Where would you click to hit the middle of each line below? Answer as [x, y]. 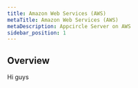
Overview [29, 60]
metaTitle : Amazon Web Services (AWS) [63, 20]
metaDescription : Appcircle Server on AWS [69, 26]
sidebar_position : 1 [37, 33]
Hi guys [18, 77]
